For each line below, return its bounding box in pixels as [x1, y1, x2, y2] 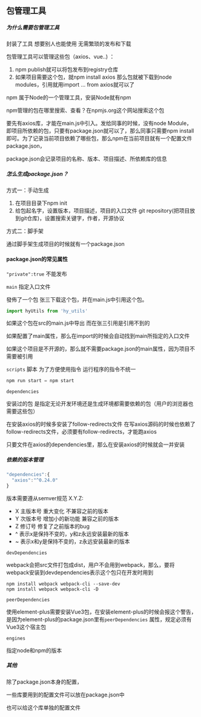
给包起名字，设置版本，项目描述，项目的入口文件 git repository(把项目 [15, 207, 190, 214]
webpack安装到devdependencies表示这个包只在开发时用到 [6, 569, 153, 576]
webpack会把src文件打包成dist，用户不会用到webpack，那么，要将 [6, 561, 175, 568]
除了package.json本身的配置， [6, 678, 83, 686]
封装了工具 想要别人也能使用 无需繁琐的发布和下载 [6, 40, 131, 47]
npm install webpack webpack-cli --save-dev [6, 581, 120, 587]
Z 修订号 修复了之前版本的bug [15, 523, 90, 530]
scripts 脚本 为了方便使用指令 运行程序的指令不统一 [6, 366, 136, 373]
